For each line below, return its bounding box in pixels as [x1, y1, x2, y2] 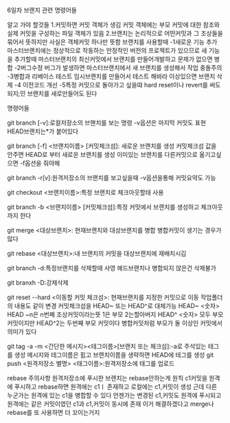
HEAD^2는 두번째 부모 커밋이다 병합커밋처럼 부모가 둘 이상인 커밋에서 [36, 319, 223, 327]
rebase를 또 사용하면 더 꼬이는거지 [7, 409, 100, 416]
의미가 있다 [7, 327, 37, 336]
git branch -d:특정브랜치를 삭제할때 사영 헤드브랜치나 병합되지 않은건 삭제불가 [7, 264, 216, 272]
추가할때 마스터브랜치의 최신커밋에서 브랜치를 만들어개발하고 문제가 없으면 [14, 55, 213, 63]
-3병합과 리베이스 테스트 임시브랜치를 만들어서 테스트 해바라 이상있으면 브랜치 [7, 72, 216, 80]
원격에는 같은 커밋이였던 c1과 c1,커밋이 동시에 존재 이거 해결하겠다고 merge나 [7, 400, 214, 408]
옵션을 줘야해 [25, 159, 60, 167]
